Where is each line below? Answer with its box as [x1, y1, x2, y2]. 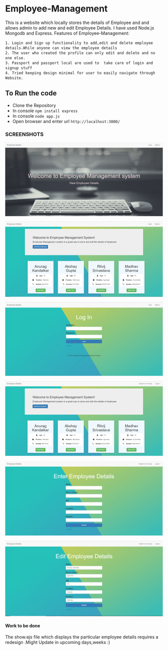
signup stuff [5, 65, 32, 70]
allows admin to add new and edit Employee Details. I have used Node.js [5, 24, 154, 30]
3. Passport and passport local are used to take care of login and [5, 60, 153, 65]
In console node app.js [12, 113, 60, 119]
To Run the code [5, 89, 57, 97]
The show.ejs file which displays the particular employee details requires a [5, 633, 158, 640]
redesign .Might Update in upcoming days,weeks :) [5, 639, 110, 645]
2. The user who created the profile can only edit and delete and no [5, 50, 155, 55]
